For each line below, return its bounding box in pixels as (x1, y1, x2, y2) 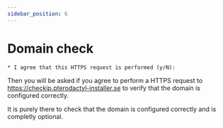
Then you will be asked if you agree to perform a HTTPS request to (7, 76, 203, 84)
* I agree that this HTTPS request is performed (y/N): (7, 64, 176, 71)
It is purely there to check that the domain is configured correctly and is (7, 105, 217, 113)
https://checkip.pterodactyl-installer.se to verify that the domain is (7, 84, 200, 92)
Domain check (7, 40, 94, 56)
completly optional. (7, 112, 64, 120)
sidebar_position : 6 (7, 10, 69, 18)
